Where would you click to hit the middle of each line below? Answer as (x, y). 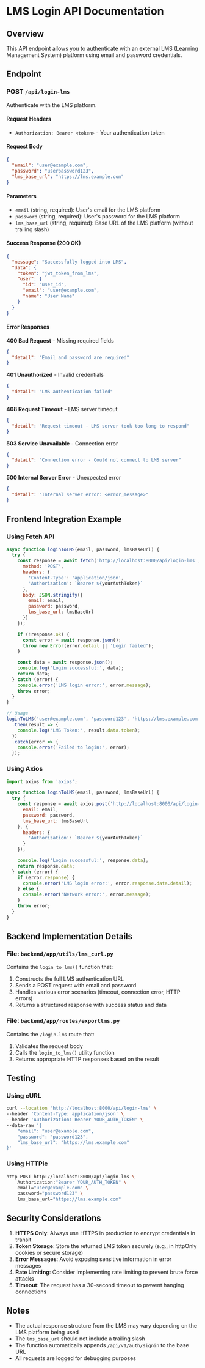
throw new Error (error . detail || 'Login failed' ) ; (88, 646)
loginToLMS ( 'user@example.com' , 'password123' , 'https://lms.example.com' (103, 719)
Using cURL (24, 1095)
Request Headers (29, 119)
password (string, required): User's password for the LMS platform (98, 216)
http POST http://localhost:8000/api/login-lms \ (71, 1177)
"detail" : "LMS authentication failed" (63, 392)
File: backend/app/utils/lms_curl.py (60, 954)
